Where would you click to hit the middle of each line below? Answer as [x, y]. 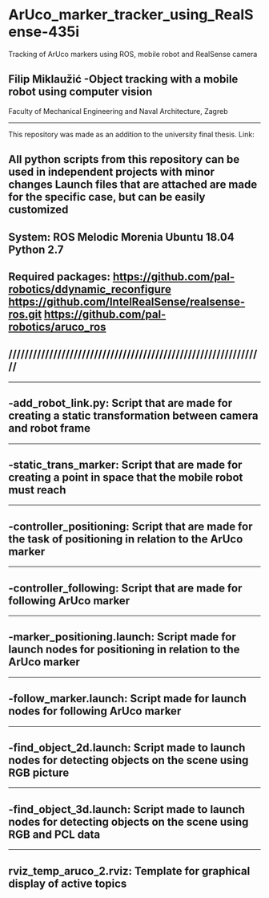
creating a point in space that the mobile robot [126, 477]
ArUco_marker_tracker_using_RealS [131, 15]
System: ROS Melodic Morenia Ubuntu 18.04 [121, 237]
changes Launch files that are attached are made [133, 185]
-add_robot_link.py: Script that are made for [120, 403]
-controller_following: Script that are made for [125, 588]
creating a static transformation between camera [133, 416]
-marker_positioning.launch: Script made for [122, 637]
